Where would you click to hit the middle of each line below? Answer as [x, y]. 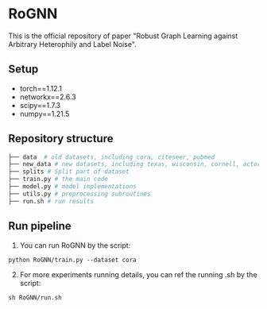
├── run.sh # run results [51, 201]
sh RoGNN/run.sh [35, 297]
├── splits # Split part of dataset [69, 172]
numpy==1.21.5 [44, 114]
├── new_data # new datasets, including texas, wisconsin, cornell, [124, 164]
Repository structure [61, 139]
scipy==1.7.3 [40, 105]
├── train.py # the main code [58, 180]
